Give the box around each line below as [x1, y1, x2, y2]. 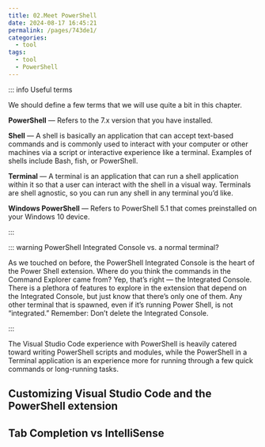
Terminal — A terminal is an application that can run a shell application [8, 171, 239, 180]
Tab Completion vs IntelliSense [8, 426, 165, 440]
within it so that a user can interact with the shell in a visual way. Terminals [8, 180, 252, 189]
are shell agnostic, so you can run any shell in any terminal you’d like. [8, 188, 233, 198]
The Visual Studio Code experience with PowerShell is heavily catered [8, 339, 237, 348]
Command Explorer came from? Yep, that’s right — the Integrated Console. [8, 275, 252, 284]
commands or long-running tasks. [8, 364, 119, 373]
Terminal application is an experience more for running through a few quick [8, 355, 254, 365]
